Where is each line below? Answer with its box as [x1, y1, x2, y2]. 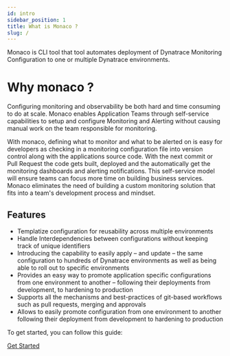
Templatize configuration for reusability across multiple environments [16, 227, 214, 235]
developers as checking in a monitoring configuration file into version [7, 145, 203, 154]
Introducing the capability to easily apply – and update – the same [16, 249, 204, 257]
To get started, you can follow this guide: [7, 328, 123, 336]
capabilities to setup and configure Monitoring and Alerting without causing [7, 117, 221, 125]
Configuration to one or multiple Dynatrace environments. [7, 56, 170, 64]
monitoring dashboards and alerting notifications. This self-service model [7, 167, 215, 176]
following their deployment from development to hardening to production [16, 315, 224, 323]
